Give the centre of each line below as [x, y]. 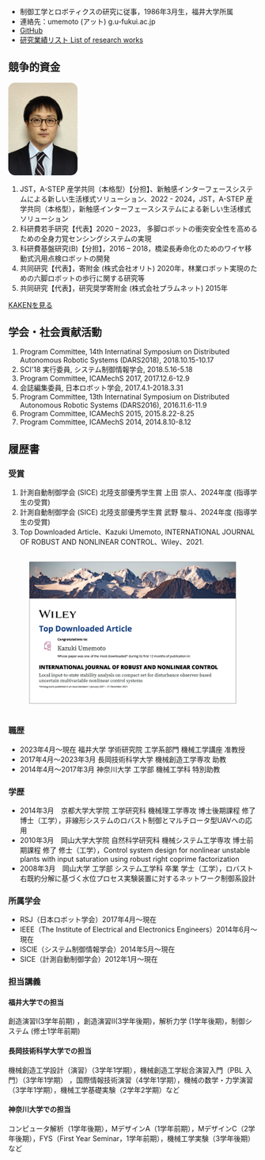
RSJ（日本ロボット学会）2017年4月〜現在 [88, 920]
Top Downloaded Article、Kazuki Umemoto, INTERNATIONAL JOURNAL [137, 532]
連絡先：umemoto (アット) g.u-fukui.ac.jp [87, 21]
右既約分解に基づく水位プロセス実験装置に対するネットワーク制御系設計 [137, 878]
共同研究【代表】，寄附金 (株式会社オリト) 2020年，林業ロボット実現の [135, 268]
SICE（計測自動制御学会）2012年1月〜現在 [89, 959]
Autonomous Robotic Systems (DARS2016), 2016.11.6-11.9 [113, 405]
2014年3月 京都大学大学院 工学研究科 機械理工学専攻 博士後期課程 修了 [138, 810]
